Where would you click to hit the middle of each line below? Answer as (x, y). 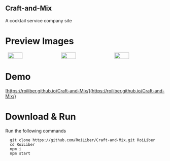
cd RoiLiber (23, 144)
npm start (20, 153)
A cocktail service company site (39, 20)
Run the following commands (36, 131)
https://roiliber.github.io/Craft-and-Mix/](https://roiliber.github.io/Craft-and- (86, 90)
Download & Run (41, 117)
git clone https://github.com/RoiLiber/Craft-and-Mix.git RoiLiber (83, 140)
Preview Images (40, 41)
